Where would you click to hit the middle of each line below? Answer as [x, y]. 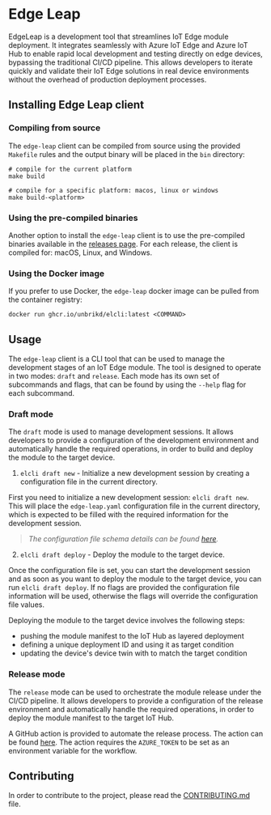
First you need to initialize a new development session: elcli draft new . [129, 498]
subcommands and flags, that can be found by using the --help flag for [127, 384]
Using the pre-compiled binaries [73, 218]
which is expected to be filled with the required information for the [119, 515]
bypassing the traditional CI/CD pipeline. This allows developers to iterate [131, 62]
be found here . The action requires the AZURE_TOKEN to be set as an [119, 742]
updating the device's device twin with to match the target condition [133, 653]
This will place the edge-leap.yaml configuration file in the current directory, [134, 506]
